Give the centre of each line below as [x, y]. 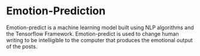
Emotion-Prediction [56, 11]
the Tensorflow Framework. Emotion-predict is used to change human [93, 33]
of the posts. [22, 46]
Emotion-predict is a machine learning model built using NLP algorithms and [100, 27]
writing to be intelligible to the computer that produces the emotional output [99, 40]
